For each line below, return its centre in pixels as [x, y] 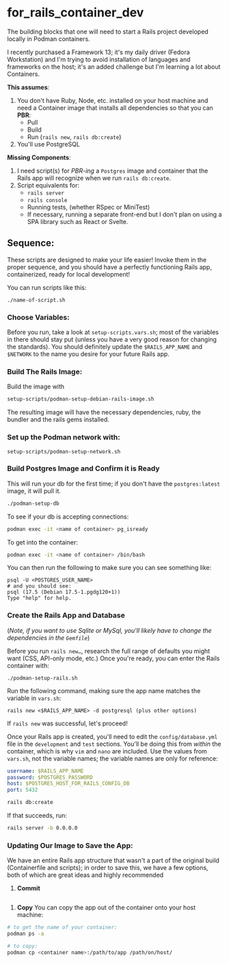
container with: [28, 665]
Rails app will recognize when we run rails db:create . [94, 178]
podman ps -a [26, 934]
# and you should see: [39, 586]
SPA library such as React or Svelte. [78, 221]
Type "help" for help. [39, 598]
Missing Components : [39, 157]
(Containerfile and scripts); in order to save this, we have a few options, [108, 868]
